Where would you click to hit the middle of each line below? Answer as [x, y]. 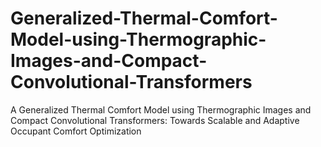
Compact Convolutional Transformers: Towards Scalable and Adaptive [155, 120]
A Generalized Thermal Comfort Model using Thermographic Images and [161, 109]
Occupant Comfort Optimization [76, 131]
